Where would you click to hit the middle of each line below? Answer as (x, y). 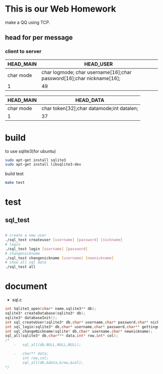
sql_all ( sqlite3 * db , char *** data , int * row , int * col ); (62, 336)
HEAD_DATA (90, 100)
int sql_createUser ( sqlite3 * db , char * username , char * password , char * (77, 322)
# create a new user (26, 236)
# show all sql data (26, 262)
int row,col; (36, 358)
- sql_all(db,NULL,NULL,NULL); (48, 345)
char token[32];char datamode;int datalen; (90, 108)
